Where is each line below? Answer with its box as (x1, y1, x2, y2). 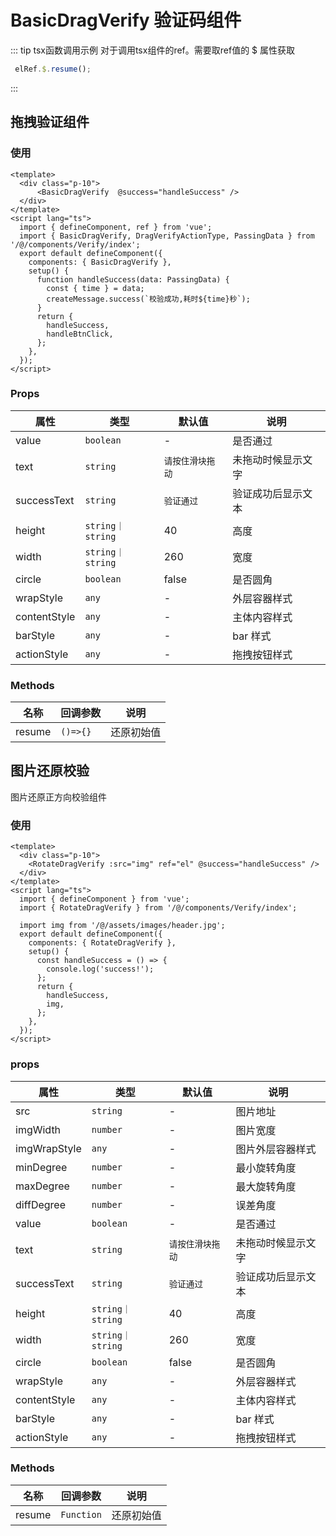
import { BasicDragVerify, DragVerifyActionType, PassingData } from (19, 231, 315, 241)
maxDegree (15, 1179, 70, 1193)
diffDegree (15, 1197, 66, 1211)
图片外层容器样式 (235, 1142, 317, 1156)
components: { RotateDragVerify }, (28, 938, 177, 948)
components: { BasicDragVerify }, (28, 257, 172, 267)
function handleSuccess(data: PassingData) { (36, 274, 230, 285)
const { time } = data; (46, 283, 145, 293)
